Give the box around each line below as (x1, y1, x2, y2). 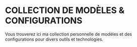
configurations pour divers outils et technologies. (5, 36, 103, 42)
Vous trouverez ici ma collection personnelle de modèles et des (5, 31, 132, 37)
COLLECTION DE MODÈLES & (5, 5, 125, 16)
